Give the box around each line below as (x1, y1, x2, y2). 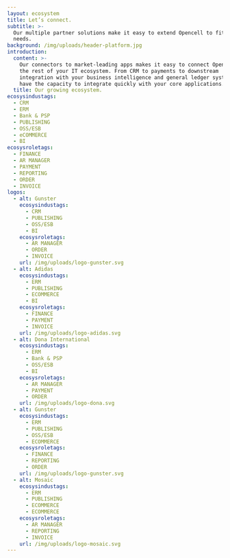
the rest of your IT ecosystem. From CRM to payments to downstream (19, 67, 219, 74)
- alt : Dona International (13, 336, 90, 343)
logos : (7, 189, 26, 196)
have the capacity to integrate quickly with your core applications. (19, 80, 225, 87)
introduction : (7, 49, 48, 56)
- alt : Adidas (13, 265, 53, 272)
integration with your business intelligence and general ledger (19, 74, 210, 81)
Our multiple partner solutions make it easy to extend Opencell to (13, 29, 213, 36)
